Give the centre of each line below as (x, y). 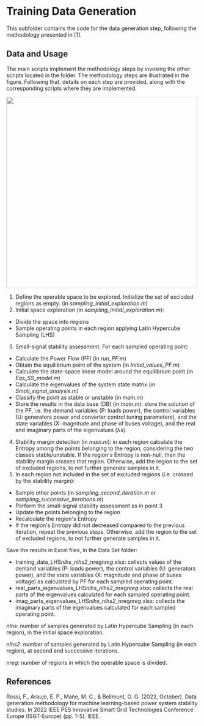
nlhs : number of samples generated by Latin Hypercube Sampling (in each (100, 626)
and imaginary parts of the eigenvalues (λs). (71, 430)
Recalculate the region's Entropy (56, 518)
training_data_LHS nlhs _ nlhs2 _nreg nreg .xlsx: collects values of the (98, 562)
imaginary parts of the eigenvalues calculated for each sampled (95, 607)
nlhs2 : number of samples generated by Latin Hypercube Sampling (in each (102, 644)
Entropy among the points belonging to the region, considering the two (104, 448)
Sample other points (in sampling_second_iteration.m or (86, 492)
